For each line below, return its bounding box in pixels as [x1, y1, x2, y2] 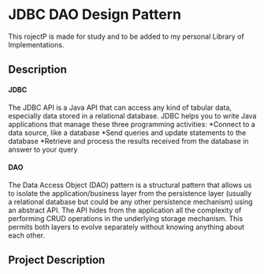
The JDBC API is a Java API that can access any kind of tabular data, [8, 103, 232, 112]
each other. [8, 231, 46, 240]
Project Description [8, 253, 106, 267]
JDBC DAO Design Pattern [8, 6, 182, 24]
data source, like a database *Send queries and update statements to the [8, 128, 247, 137]
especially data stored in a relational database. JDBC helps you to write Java [8, 111, 257, 120]
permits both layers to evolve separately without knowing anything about [8, 222, 245, 231]
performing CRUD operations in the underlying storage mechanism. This [8, 213, 244, 223]
